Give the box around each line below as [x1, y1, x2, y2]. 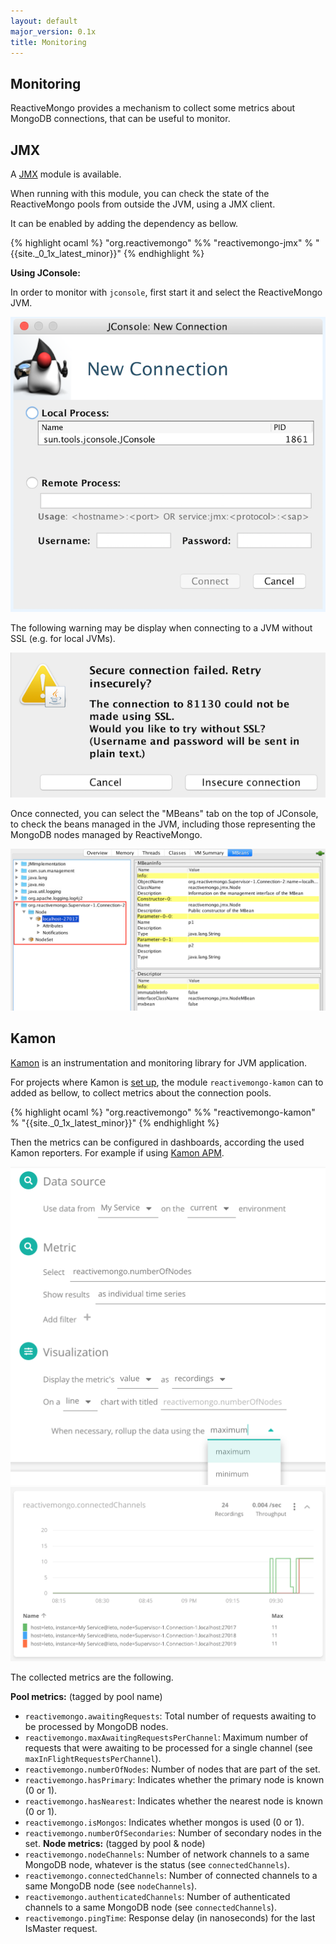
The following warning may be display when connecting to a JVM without [10, 621, 313, 634]
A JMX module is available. [10, 168, 122, 180]
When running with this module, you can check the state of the [10, 188, 270, 199]
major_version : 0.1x [10, 26, 97, 37]
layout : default [10, 16, 78, 26]
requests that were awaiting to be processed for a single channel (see [24, 1742, 313, 1754]
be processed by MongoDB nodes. [24, 1721, 169, 1733]
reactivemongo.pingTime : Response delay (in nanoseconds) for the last [24, 1912, 316, 1924]
